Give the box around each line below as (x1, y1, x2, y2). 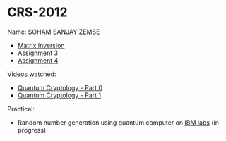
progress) (17, 125, 47, 134)
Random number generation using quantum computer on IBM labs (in (17, 118, 219, 127)
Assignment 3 (17, 49, 59, 57)
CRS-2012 (7, 4, 69, 20)
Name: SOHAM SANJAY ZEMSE (7, 27, 100, 36)
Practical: (7, 104, 35, 113)
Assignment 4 (17, 56, 59, 64)
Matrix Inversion (17, 41, 65, 49)
